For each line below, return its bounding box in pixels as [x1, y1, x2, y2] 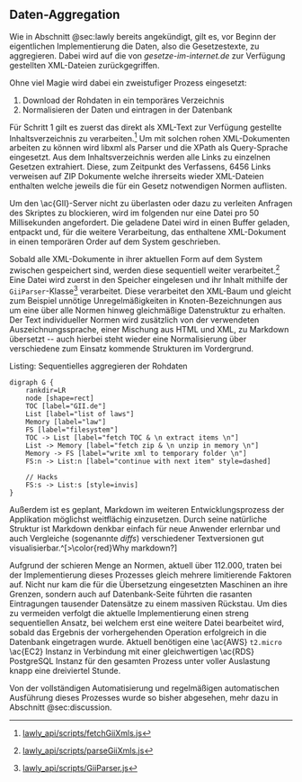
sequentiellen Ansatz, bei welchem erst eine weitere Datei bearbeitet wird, [9, 617, 285, 628]
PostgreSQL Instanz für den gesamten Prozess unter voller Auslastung [9, 655, 271, 666]
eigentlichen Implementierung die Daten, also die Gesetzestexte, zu [9, 41, 260, 51]
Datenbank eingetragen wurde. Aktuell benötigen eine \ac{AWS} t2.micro [9, 636, 283, 647]
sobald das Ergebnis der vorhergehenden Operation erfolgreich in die [9, 626, 267, 638]
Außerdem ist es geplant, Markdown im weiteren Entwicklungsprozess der [9, 504, 285, 514]
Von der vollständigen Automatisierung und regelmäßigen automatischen [9, 682, 280, 693]
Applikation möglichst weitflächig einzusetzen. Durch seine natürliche [9, 514, 268, 524]
